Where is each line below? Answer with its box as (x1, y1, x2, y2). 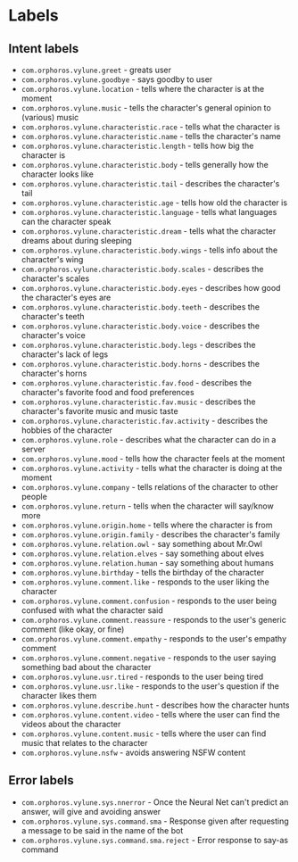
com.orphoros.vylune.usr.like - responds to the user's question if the (21, 681, 280, 692)
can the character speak (21, 216, 112, 227)
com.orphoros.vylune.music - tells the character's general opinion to (21, 103, 271, 112)
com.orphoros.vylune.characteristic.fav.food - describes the (21, 377, 252, 388)
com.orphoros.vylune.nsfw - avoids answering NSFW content (21, 747, 246, 758)
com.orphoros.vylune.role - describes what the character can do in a (21, 435, 277, 444)
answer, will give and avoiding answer (21, 806, 161, 816)
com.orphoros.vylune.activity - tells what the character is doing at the (21, 463, 283, 473)
